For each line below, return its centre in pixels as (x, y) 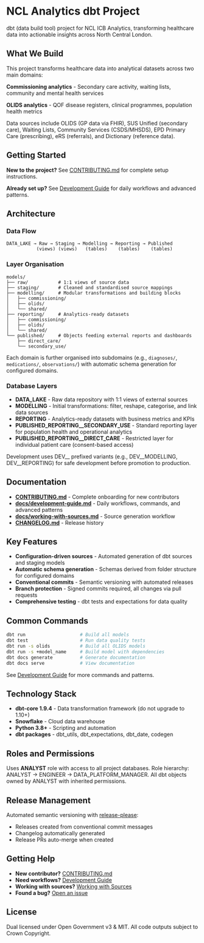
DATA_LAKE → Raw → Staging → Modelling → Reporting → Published (90, 244)
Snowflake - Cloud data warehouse (60, 721)
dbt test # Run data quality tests (76, 640)
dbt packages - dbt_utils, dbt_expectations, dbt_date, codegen (94, 734)
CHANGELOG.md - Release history (59, 522)
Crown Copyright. (29, 933)
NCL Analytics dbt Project (73, 11)
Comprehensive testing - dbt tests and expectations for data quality (101, 601)
